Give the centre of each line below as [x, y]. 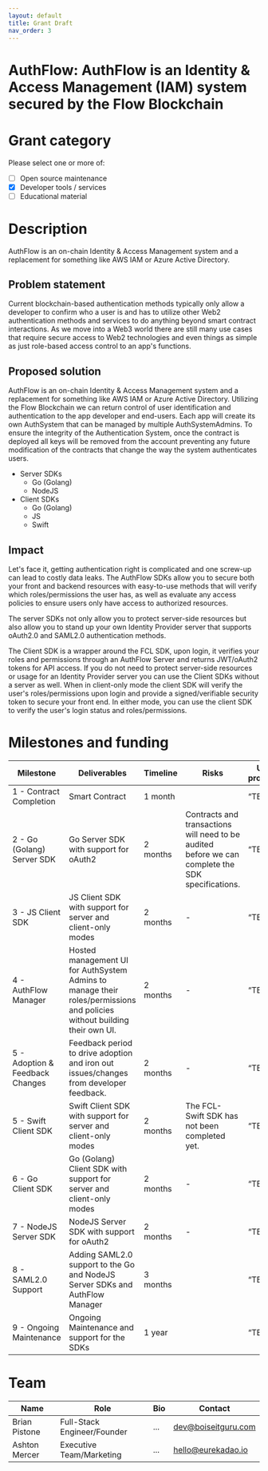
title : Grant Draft [41, 23]
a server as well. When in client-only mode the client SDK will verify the [126, 685]
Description [48, 229]
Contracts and [212, 814]
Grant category [60, 140]
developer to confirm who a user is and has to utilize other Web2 [114, 312]
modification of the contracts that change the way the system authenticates [133, 450]
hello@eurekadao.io [211, 1449]
